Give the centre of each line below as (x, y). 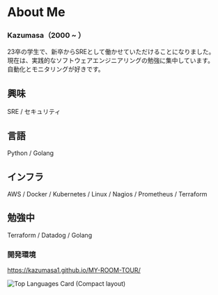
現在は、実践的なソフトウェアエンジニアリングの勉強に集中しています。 (111, 61)
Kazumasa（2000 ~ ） (46, 36)
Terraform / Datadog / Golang (50, 235)
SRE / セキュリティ (34, 112)
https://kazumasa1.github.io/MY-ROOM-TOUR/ (74, 271)
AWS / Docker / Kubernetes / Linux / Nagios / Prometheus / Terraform (107, 194)
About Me (36, 12)
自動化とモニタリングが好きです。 (56, 69)
